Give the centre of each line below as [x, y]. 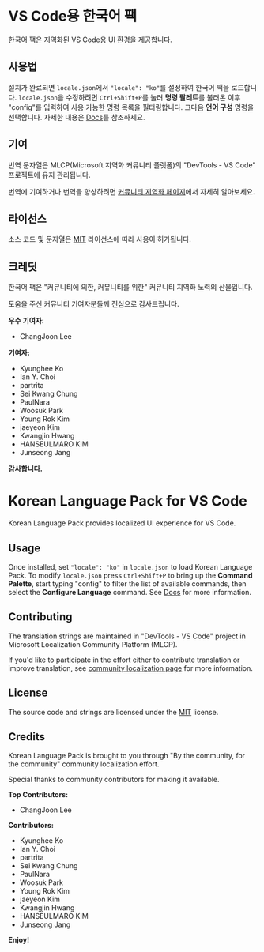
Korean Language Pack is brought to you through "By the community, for [127, 756]
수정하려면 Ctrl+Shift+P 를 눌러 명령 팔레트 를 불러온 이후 [153, 97]
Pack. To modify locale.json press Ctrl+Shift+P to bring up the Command [130, 575]
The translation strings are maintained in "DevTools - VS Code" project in [127, 636]
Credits [27, 737]
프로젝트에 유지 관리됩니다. [49, 175]
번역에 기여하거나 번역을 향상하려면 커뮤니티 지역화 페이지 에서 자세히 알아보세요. [132, 191]
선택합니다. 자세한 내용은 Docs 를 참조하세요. [77, 117]
